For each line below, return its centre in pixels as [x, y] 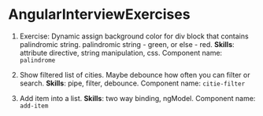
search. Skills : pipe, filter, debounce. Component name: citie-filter [132, 83]
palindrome [37, 60]
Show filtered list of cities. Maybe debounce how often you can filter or [135, 74]
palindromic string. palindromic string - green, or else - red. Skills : [127, 44]
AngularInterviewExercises [99, 14]
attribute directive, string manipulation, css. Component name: [121, 53]
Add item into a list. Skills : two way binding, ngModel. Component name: [137, 98]
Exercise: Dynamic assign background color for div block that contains [134, 36]
